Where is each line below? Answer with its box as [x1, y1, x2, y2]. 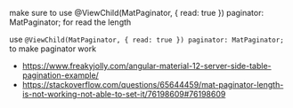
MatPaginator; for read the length [9, 17, 132, 27]
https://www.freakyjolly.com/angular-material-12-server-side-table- [21, 61, 272, 71]
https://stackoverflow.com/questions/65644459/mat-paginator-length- [21, 80, 284, 89]
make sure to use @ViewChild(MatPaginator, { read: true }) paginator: [9, 8, 265, 18]
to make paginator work [9, 43, 96, 54]
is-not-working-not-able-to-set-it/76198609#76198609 [21, 89, 226, 99]
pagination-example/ [21, 70, 100, 81]
